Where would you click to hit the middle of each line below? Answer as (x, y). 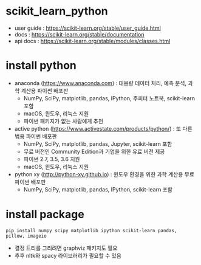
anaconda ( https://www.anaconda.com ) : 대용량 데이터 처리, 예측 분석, (101, 83)
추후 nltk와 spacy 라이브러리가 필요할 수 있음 (68, 255)
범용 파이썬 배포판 (36, 136)
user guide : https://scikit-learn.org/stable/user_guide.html (88, 28)
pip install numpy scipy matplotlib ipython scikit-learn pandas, (91, 230)
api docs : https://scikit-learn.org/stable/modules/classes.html (92, 41)
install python (41, 66)
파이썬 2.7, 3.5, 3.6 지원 (52, 159)
